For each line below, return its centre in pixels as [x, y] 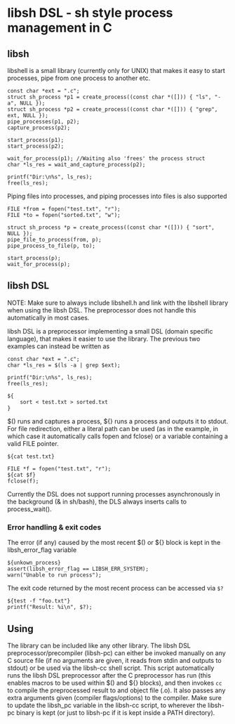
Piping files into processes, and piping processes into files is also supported [117, 196]
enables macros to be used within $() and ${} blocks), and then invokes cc [115, 683]
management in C [60, 28]
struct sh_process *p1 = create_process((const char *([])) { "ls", [109, 97]
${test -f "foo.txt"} [39, 601]
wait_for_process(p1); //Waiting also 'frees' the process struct [106, 159]
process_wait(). [29, 509]
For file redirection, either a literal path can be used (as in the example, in [113, 428]
